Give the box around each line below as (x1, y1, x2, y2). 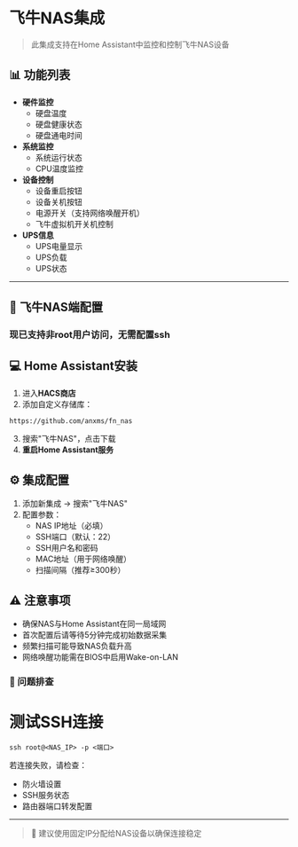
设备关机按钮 (35, 196, 82, 207)
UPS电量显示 (35, 240, 82, 251)
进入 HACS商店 (21, 388, 76, 398)
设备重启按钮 (35, 185, 82, 196)
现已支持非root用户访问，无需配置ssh (9, 329, 170, 341)
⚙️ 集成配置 (9, 473, 69, 488)
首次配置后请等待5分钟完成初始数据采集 (21, 629, 168, 639)
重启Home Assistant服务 (21, 444, 114, 455)
